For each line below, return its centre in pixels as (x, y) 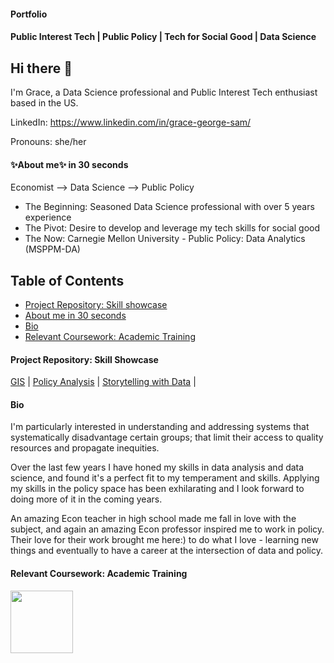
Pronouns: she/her (48, 141)
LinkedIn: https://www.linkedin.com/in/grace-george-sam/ (131, 122)
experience (48, 217)
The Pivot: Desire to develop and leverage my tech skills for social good (172, 228)
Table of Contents (67, 280)
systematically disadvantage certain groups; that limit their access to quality (167, 437)
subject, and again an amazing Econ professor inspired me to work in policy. (167, 529)
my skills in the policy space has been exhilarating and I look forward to (157, 489)
